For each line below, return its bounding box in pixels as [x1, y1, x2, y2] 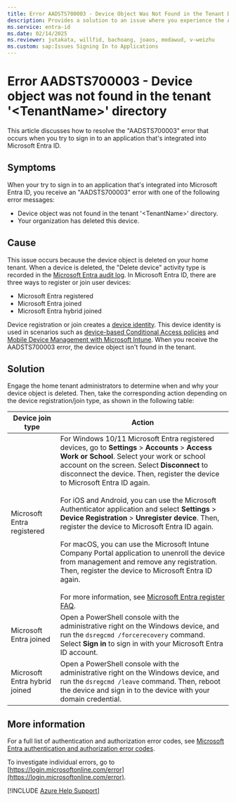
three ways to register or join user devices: [7, 278, 131, 286]
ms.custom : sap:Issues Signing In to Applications [7, 43, 159, 50]
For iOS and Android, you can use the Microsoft [60, 495, 216, 505]
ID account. [60, 648, 98, 658]
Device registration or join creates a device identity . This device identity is [7, 320, 221, 329]
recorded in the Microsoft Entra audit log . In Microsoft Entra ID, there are [7, 270, 216, 279]
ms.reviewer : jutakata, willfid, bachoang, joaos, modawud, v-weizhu [7, 37, 216, 44]
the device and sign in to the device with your [60, 685, 210, 695]
